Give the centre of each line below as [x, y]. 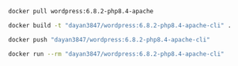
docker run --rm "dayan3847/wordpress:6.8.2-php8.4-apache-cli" [116, 54]
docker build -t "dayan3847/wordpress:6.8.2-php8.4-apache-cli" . [120, 25]
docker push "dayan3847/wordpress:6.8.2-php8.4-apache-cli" [110, 39]
